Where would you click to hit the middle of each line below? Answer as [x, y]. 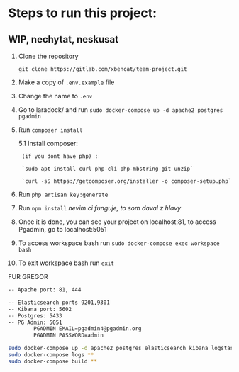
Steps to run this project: [83, 13]
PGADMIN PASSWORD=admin [68, 336]
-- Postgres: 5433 [35, 316]
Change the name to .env [55, 96]
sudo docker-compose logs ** [51, 355]
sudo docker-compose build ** [53, 361]
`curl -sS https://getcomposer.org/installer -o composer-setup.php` [127, 181]
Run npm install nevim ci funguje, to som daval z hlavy [100, 208]
